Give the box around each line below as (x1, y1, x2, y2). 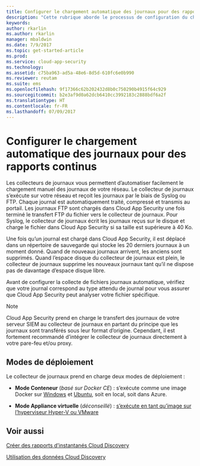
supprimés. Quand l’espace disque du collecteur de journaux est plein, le (6, 254, 185, 261)
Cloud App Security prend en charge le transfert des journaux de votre (6, 314, 180, 322)
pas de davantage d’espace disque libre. (6, 267, 106, 274)
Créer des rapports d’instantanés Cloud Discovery (6, 442, 130, 449)
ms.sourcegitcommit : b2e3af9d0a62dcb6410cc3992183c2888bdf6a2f (6, 92, 167, 98)
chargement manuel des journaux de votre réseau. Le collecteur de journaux (6, 186, 195, 193)
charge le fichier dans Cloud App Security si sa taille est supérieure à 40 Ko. (6, 224, 193, 231)
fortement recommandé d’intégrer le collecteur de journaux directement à (6, 334, 187, 341)
